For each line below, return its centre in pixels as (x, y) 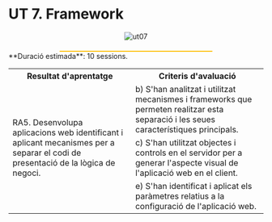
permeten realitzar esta (179, 109)
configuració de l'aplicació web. (195, 206)
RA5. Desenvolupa (48, 122)
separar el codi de (47, 153)
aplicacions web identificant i (68, 132)
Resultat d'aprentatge (70, 76)
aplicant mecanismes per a (64, 142)
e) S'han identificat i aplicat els (193, 186)
